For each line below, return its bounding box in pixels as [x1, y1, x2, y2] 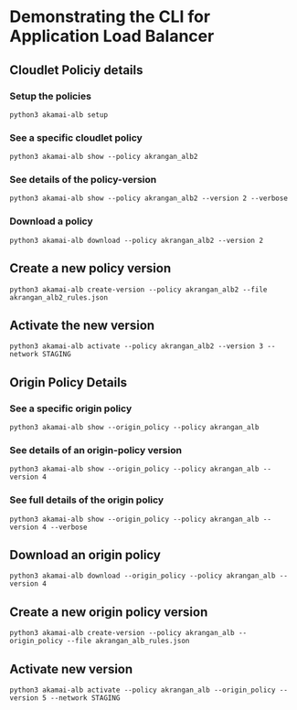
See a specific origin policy [9, 402, 133, 415]
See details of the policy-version [9, 174, 157, 186]
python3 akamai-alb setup [9, 110, 108, 120]
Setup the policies [9, 90, 91, 102]
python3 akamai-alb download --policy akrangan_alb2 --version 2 [9, 236, 263, 245]
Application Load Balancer [9, 26, 215, 47]
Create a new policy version [9, 260, 172, 276]
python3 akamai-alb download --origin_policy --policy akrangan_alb [9, 571, 276, 581]
